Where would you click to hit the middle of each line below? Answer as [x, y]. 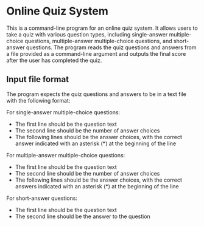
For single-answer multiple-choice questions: [63, 112]
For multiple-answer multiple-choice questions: [66, 155]
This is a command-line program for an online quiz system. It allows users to [102, 28]
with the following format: [38, 100]
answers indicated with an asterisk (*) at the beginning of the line [97, 186]
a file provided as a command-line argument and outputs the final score [96, 53]
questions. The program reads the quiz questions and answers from [111, 47]
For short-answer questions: [42, 198]
